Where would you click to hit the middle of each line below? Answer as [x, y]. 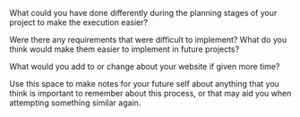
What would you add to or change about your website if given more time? [145, 67]
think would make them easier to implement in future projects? [124, 49]
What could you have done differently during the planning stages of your [143, 13]
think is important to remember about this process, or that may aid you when [150, 93]
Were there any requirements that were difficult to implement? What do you [148, 40]
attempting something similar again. [75, 103]
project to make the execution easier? [79, 22]
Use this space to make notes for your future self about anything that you [145, 84]
